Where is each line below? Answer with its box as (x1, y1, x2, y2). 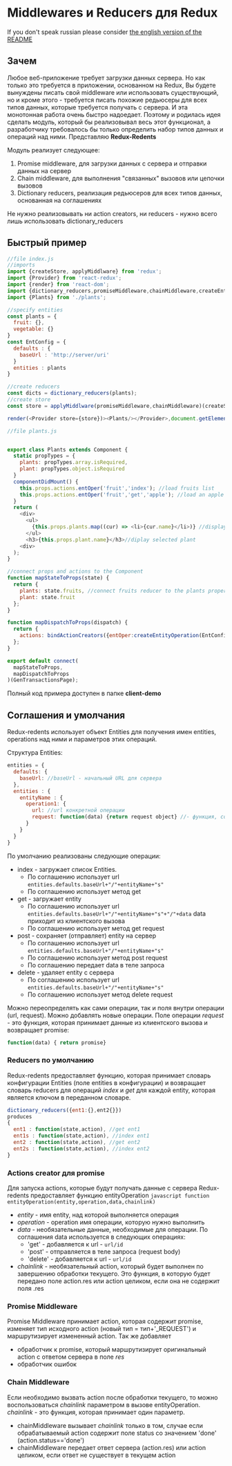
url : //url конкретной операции (32, 807, 126, 814)
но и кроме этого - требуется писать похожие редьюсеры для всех (7, 96, 208, 104)
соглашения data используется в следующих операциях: (17, 1233, 186, 1241)
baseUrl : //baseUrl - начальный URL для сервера (19, 774, 162, 782)
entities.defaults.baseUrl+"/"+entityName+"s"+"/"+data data (27, 909, 206, 918)
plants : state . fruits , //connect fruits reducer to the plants (19, 587, 206, 594)
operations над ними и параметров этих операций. (7, 735, 157, 744)
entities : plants (13, 364, 67, 371)
